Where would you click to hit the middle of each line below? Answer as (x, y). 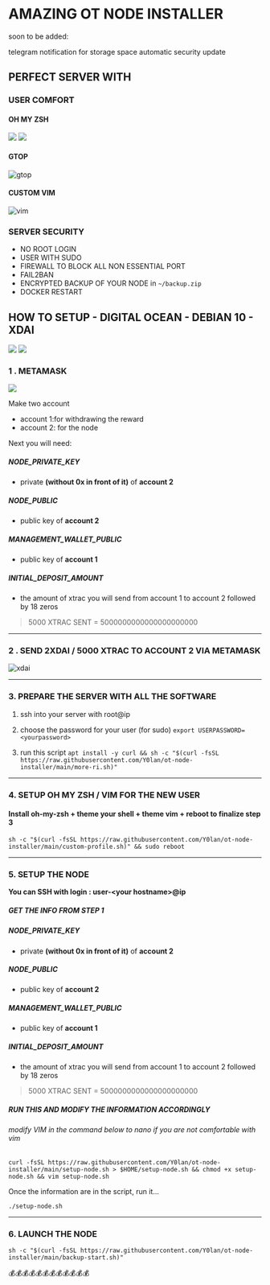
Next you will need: (40, 443)
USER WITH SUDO (51, 257)
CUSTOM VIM (32, 193)
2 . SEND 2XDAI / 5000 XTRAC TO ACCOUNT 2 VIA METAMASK (135, 651)
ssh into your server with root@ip (75, 714)
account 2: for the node (59, 428)
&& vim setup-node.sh (74, 1176)
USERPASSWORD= (221, 730)
